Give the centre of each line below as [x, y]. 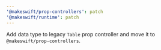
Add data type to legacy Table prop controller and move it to [80, 34]
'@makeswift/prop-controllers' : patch [55, 12]
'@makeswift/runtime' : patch [43, 17]
